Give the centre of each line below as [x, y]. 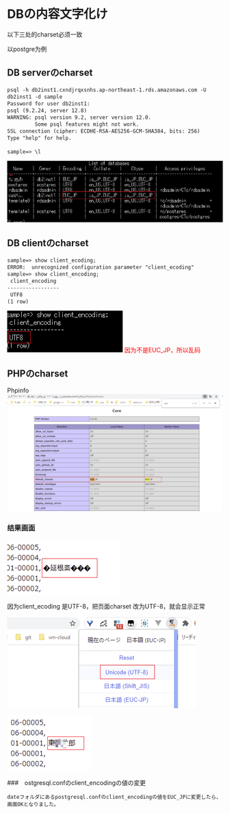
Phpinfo [18, 391]
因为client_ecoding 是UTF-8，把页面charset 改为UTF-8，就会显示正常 [106, 607]
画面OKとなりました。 [33, 804]
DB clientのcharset [48, 244]
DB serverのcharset [50, 73]
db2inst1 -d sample [35, 97]
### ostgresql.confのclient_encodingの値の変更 [76, 783]
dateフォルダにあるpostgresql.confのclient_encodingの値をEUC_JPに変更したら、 [114, 798]
